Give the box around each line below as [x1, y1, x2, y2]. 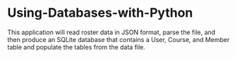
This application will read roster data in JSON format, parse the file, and [7, 28, 216, 36]
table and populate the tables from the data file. [7, 43, 146, 51]
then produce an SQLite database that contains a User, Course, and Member [7, 35, 230, 43]
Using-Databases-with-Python [7, 5, 193, 21]
